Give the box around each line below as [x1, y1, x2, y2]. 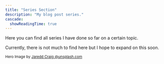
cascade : [5, 16, 23, 21]
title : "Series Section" [5, 7, 57, 12]
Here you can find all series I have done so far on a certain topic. [5, 35, 138, 41]
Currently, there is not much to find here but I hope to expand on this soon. [5, 44, 159, 50]
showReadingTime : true [9, 21, 57, 26]
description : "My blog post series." [5, 12, 84, 17]
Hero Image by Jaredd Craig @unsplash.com [5, 54, 82, 59]
